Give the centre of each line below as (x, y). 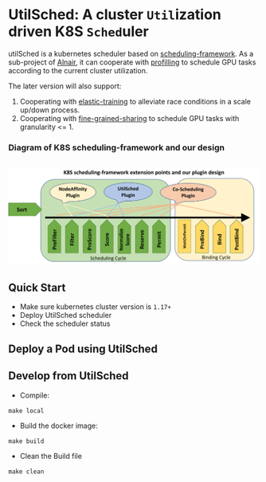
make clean (26, 472)
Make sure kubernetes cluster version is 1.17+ (95, 307)
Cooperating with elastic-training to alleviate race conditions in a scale (135, 101)
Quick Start (37, 288)
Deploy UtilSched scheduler (66, 315)
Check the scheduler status (65, 323)
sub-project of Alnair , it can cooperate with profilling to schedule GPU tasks (132, 62)
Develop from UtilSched (68, 376)
